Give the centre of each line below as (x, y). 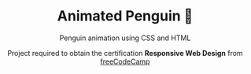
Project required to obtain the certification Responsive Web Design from (125, 53)
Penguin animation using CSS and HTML (125, 38)
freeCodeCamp (125, 61)
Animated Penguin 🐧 (125, 16)
